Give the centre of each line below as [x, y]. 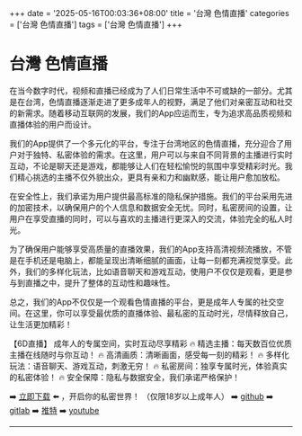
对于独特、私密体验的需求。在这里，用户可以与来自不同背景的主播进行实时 [155, 155]
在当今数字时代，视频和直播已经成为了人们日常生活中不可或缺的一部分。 [143, 90]
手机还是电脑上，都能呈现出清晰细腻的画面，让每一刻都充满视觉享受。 [155, 260]
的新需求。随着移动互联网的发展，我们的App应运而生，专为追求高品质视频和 [151, 113]
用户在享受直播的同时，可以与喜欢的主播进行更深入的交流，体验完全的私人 [147, 218]
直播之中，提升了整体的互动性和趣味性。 [100, 282]
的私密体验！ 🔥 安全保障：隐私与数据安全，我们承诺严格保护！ [125, 377]
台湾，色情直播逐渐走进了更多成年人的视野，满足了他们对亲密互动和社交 [159, 102]
